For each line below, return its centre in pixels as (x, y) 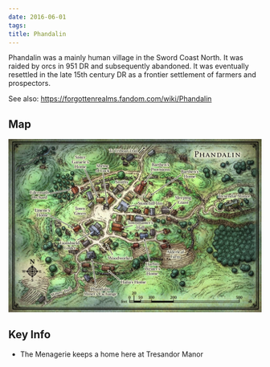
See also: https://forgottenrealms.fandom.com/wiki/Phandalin (110, 99)
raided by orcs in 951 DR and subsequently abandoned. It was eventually (129, 66)
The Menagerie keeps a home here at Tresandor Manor (111, 354)
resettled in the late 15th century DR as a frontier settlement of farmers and (133, 75)
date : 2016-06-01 (37, 17)
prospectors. (29, 84)
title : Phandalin (37, 34)
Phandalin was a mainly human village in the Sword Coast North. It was (126, 58)
